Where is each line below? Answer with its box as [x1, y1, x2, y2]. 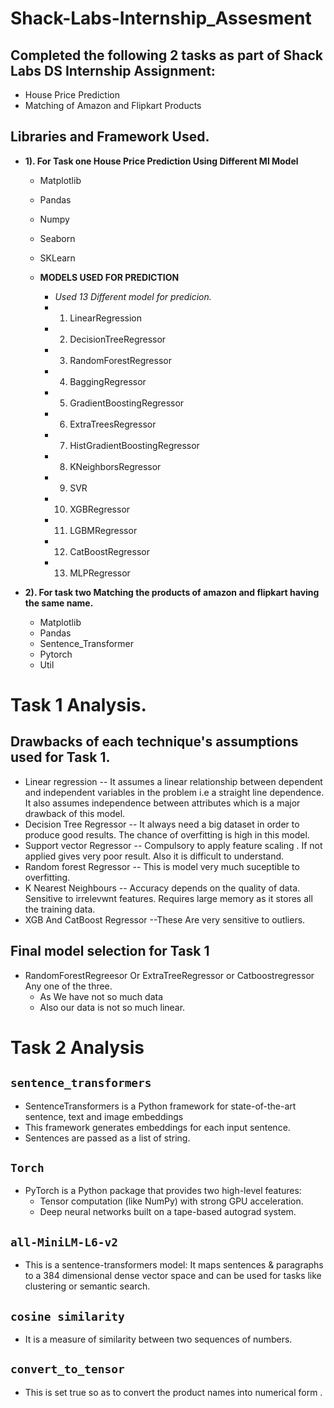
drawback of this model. [24, 807, 126, 819]
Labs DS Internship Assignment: [10, 62, 216, 79]
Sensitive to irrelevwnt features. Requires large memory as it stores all [24, 892, 313, 904]
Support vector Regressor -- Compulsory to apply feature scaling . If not [24, 839, 323, 851]
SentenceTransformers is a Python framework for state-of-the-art [24, 1100, 297, 1112]
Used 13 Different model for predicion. [54, 290, 212, 302]
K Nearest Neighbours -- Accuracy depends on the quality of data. [24, 882, 301, 894]
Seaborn [39, 232, 76, 244]
